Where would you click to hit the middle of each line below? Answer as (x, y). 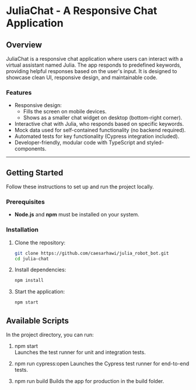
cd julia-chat (32, 258)
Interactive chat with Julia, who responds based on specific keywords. (99, 124)
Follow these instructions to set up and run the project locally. (80, 187)
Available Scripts (37, 321)
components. (30, 149)
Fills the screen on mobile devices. (65, 112)
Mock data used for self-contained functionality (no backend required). (100, 130)
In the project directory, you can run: (50, 335)
